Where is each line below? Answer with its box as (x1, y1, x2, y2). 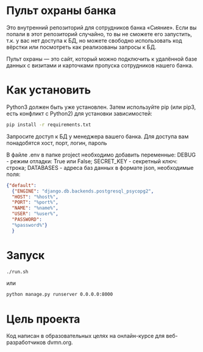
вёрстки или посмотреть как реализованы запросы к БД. (6, 43, 157, 51)
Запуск (6, 248, 45, 262)
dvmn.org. (47, 339, 73, 346)
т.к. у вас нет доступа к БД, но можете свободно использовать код (6, 37, 182, 44)
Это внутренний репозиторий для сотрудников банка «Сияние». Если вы (6, 24, 197, 31)
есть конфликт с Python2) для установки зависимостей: (6, 109, 152, 117)
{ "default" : (6, 182, 37, 188)
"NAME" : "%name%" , (12, 205, 59, 211)
